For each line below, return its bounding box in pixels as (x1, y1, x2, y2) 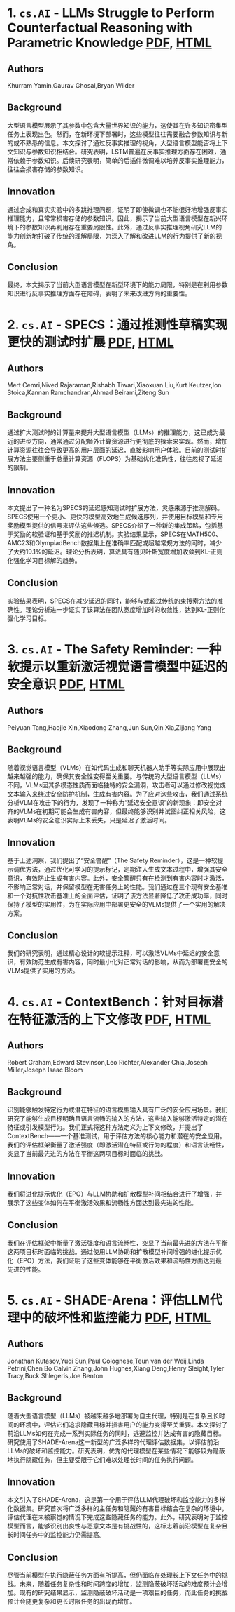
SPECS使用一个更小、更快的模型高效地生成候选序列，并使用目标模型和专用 (7, 512, 224, 521)
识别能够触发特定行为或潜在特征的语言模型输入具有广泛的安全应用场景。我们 (7, 1105, 228, 1114)
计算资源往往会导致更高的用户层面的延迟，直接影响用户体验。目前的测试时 (7, 446, 222, 454)
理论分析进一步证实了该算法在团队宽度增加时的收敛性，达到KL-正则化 (25, 605, 226, 613)
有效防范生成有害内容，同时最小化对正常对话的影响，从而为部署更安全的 (19, 958, 228, 966)
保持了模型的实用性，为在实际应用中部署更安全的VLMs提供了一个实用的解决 (7, 900, 226, 908)
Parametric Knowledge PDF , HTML (7, 35, 212, 51)
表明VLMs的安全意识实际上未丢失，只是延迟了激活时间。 (7, 815, 171, 824)
